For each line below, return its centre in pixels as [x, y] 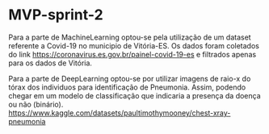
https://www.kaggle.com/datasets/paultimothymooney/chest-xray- [120, 113]
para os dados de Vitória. [50, 63]
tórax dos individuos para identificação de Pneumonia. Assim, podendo [127, 87]
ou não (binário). [36, 104]
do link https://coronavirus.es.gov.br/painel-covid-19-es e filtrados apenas [132, 54]
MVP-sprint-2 [56, 15]
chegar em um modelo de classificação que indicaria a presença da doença [134, 95]
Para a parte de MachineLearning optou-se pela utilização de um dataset [130, 37]
